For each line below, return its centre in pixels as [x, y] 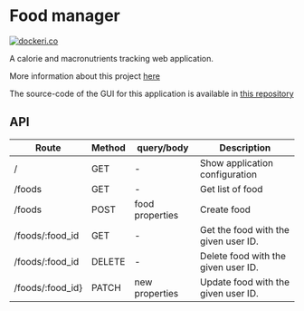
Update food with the [245, 282]
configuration [229, 174]
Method [109, 148]
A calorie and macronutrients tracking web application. [112, 58]
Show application [237, 162]
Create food [226, 209]
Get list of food [232, 189]
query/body [163, 148]
